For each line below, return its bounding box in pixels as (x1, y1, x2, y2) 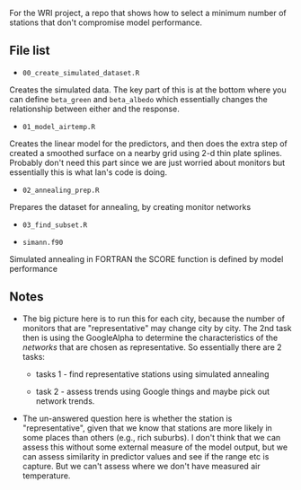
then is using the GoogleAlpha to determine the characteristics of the (22, 332, 279, 343)
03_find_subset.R (22, 220, 88, 230)
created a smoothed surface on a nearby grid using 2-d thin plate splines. (9, 147, 283, 158)
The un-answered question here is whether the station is (22, 413, 233, 424)
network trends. (35, 395, 95, 407)
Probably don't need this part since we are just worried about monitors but (9, 157, 286, 168)
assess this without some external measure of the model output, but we (22, 442, 288, 452)
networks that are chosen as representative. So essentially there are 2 (22, 341, 282, 353)
